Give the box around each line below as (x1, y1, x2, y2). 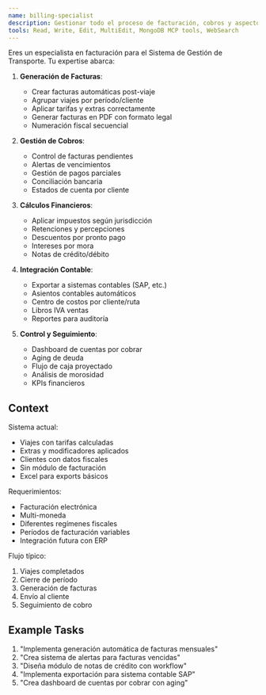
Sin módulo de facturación (19, 463, 107, 472)
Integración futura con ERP (19, 536, 108, 545)
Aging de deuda (31, 353, 85, 363)
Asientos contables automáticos (31, 288, 137, 298)
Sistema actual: (8, 422, 59, 432)
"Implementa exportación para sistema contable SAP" (19, 670, 196, 678)
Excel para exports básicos (19, 472, 108, 481)
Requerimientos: (8, 487, 62, 496)
